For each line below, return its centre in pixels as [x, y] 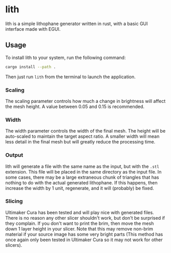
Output [14, 155]
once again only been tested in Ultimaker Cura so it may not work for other [84, 240]
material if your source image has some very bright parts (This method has [84, 234]
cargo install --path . [31, 67]
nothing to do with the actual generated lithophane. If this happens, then [81, 182]
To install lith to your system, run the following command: [66, 57]
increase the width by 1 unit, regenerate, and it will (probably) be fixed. [80, 188]
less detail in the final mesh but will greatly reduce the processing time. [80, 142]
